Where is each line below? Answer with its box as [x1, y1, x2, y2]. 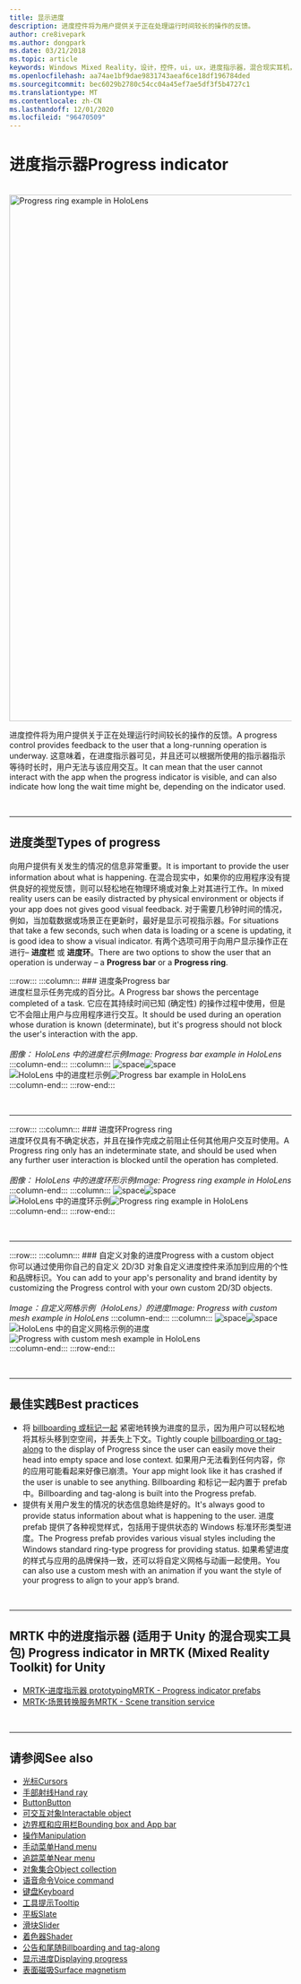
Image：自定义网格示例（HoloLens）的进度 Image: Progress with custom [9, 1302, 278, 1313]
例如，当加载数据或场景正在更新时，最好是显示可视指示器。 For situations [9, 915, 279, 926]
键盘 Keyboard [21, 1886, 74, 1897]
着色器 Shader [21, 1931, 73, 1942]
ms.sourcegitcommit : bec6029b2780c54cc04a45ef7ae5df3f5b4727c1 [9, 80, 251, 89]
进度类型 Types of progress [9, 835, 161, 850]
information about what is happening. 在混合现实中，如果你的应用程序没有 [9, 871, 283, 883]
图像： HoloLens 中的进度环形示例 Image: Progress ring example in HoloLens [9, 1175, 292, 1186]
